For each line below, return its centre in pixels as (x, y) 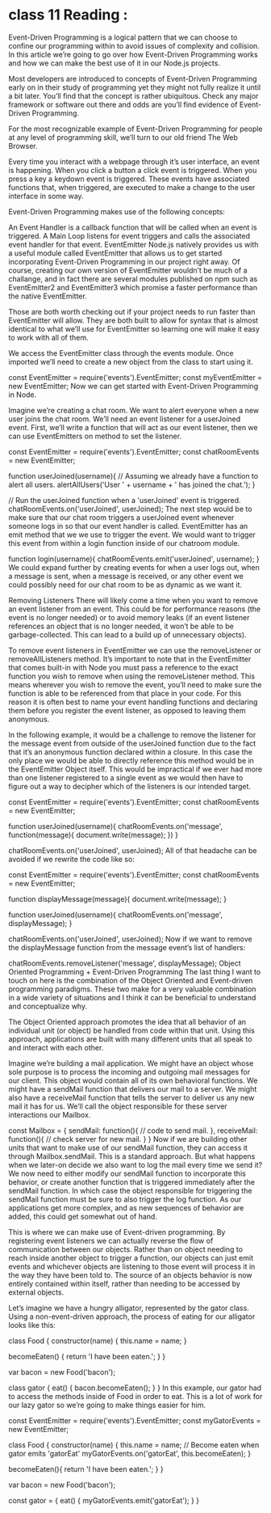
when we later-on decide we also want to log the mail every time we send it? (135, 1164)
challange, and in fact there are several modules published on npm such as (133, 279)
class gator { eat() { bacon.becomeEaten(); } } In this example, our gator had (135, 1388)
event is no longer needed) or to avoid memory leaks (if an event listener (129, 617)
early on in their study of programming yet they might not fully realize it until (134, 87)
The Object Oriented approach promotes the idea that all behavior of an (127, 1021)
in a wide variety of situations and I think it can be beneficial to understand (132, 997)
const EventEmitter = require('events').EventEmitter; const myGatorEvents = (135, 1420)
